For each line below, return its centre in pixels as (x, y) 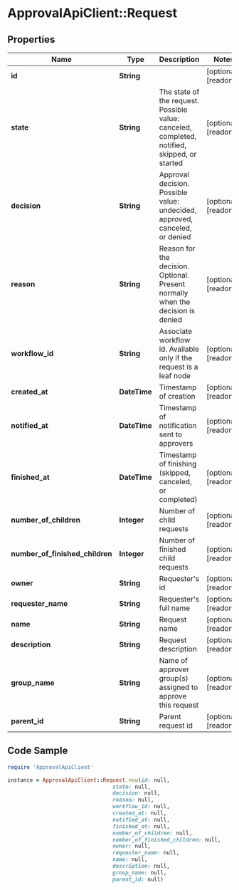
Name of (174, 660)
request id (176, 726)
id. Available (179, 349)
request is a (179, 367)
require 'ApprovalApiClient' (51, 767)
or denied (175, 237)
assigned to (179, 687)
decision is (177, 311)
